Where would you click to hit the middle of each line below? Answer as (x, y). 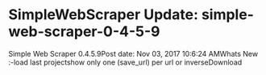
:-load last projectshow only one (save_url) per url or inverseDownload (125, 62)
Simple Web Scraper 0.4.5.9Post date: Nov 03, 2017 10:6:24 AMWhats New (133, 53)
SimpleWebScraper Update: (104, 15)
